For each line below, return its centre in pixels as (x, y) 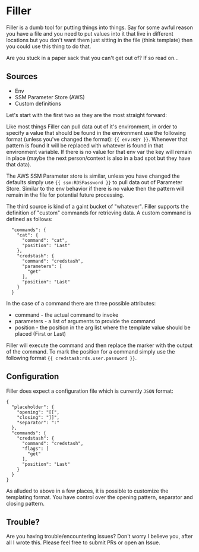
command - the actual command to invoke (67, 315)
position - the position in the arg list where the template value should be (103, 327)
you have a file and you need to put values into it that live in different (90, 33)
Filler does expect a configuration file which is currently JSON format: (90, 391)
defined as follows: (29, 219)
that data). (19, 164)
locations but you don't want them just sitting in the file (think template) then (99, 40)
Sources (22, 76)
